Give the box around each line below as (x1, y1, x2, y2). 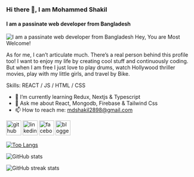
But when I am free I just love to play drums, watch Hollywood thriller (6, 64, 175, 71)
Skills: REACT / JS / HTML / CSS (6, 82, 85, 89)
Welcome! (6, 40, 31, 47)
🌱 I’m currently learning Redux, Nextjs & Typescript (14, 94, 141, 101)
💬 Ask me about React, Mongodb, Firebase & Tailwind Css (14, 100, 158, 107)
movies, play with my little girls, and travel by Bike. (6, 70, 130, 77)
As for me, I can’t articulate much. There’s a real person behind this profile (6, 51, 189, 58)
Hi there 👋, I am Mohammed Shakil (6, 5, 107, 14)
